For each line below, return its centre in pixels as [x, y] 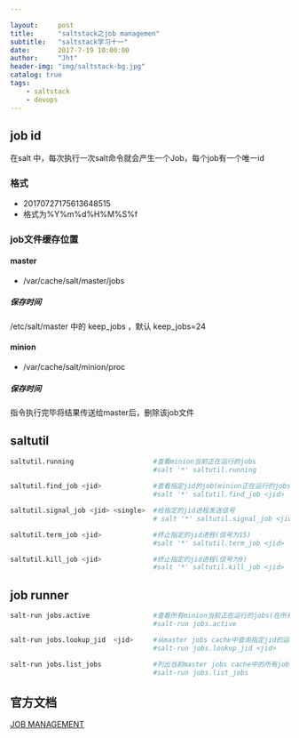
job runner [39, 595]
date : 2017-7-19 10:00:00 [70, 50]
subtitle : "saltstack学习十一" [69, 42]
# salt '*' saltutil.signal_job [213, 518]
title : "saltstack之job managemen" [85, 33]
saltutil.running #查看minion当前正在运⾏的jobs [133, 461]
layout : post [42, 25]
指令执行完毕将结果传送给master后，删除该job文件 [102, 412]
